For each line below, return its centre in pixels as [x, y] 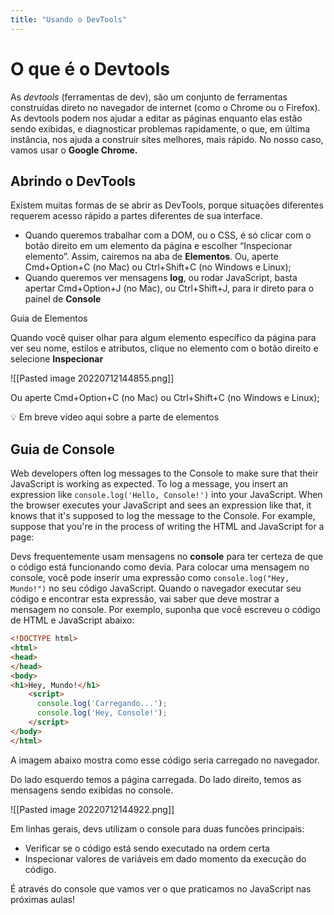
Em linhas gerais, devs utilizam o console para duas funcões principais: [157, 828]
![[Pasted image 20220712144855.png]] [92, 378]
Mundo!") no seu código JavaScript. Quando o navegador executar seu [156, 588]
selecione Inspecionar [57, 359]
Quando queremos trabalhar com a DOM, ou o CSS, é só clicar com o [168, 235]
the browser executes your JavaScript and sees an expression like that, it [161, 505]
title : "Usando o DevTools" [69, 19]
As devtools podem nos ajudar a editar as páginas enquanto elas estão [156, 118]
